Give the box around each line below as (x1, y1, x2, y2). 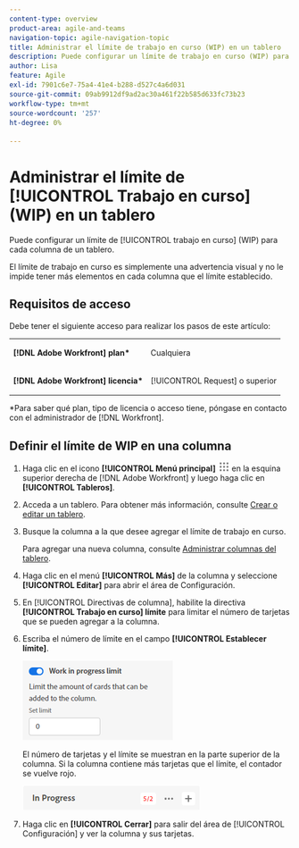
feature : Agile (9, 71, 66, 80)
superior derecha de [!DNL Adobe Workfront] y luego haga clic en (21, 473, 265, 483)
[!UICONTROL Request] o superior (150, 375, 278, 386)
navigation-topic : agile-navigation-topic (9, 33, 170, 42)
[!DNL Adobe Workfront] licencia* (12, 375, 144, 386)
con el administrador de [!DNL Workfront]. (9, 412, 164, 424)
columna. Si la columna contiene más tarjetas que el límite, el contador (21, 759, 283, 769)
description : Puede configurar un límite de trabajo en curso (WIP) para (9, 52, 290, 62)
